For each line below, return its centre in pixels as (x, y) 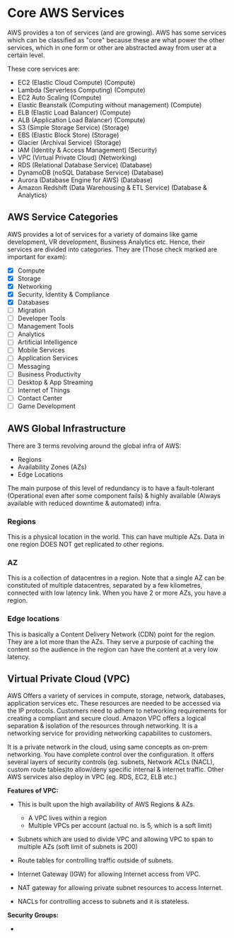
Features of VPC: (33, 791)
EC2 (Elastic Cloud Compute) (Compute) (76, 82)
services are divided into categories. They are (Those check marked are (112, 249)
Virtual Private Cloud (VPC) (69, 678)
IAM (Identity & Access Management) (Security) (87, 150)
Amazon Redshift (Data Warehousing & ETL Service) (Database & (112, 187)
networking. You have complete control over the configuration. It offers (111, 754)
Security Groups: (33, 915)
